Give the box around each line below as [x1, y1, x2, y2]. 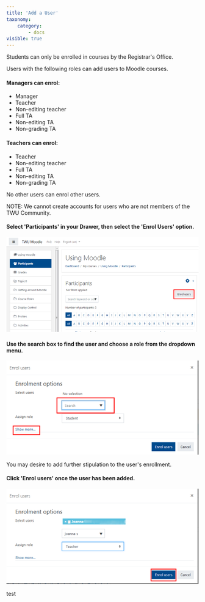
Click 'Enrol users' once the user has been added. [6, 475, 135, 482]
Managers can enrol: [6, 79, 60, 86]
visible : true [6, 35, 43, 42]
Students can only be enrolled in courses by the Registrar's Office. [6, 53, 174, 61]
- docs [28, 29, 45, 35]
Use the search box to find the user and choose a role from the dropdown [6, 340, 195, 347]
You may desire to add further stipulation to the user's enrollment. [6, 461, 172, 468]
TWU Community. [6, 209, 51, 217]
